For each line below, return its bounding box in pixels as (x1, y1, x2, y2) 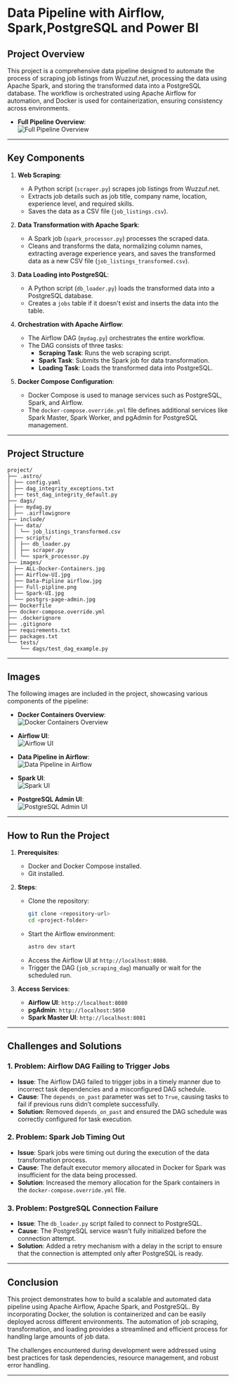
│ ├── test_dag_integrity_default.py (7, 491, 118, 498)
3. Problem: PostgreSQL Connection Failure (7, 1203, 159, 1213)
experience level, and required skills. (27, 199, 135, 208)
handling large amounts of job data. (7, 1332, 110, 1341)
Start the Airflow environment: (27, 930, 116, 938)
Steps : (17, 883, 37, 891)
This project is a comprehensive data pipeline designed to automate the (7, 67, 215, 75)
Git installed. (27, 870, 65, 878)
